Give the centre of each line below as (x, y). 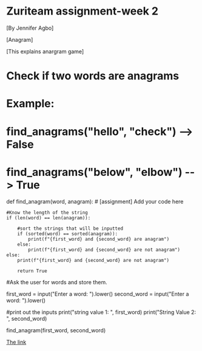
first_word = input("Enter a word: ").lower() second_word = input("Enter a (98, 294)
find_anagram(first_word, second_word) (56, 330)
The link (16, 342)
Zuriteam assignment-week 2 (82, 11)
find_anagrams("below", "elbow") (94, 172)
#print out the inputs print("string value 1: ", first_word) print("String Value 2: (101, 312)
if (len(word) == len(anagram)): (49, 218)
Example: (30, 104)
